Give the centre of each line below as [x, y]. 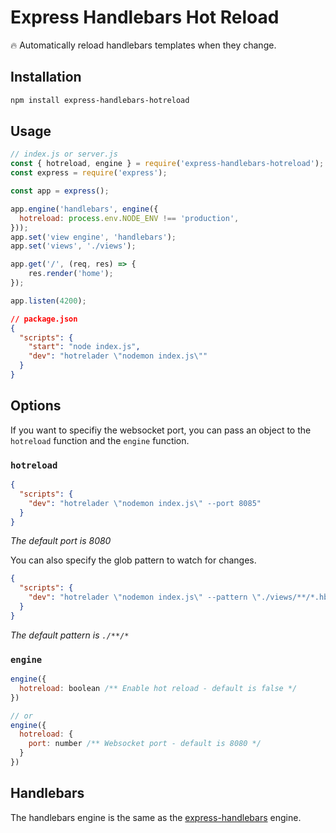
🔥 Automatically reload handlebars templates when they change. [143, 45]
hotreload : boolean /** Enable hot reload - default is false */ [158, 688]
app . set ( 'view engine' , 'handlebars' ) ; [93, 237]
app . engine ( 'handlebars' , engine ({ [84, 209]
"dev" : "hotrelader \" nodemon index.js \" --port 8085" [145, 503]
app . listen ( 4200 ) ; [48, 301]
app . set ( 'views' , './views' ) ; [73, 246]
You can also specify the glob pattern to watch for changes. [133, 560]
